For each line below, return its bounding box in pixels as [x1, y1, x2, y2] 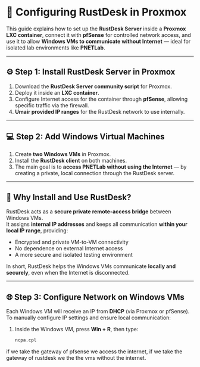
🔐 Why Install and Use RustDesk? [6, 192, 132, 202]
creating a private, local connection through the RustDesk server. [14, 169, 175, 176]
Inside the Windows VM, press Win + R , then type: [14, 326, 139, 333]
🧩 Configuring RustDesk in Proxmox [6, 5, 187, 19]
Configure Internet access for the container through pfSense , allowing [14, 95, 188, 102]
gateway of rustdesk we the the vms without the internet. [6, 354, 146, 362]
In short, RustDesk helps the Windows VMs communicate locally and [6, 263, 176, 270]
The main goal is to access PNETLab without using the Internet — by [14, 163, 187, 170]
